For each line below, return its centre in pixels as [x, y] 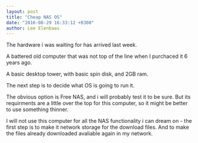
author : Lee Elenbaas [33, 28]
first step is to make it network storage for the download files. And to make [98, 127]
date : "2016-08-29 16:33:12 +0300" [50, 22]
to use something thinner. [37, 109]
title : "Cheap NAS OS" [34, 17]
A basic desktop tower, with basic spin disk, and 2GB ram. [77, 74]
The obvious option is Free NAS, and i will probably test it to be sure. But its [98, 97]
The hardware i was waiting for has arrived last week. [72, 45]
